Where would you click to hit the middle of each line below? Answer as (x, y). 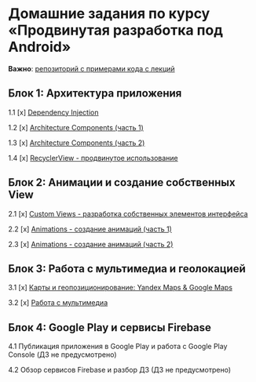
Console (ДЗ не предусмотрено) (62, 355)
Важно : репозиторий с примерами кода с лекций (91, 68)
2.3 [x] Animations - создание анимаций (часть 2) (91, 244)
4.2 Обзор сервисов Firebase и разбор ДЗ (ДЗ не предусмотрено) (120, 370)
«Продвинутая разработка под (116, 30)
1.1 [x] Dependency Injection (53, 112)
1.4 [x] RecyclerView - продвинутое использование (93, 158)
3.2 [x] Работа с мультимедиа (58, 303)
